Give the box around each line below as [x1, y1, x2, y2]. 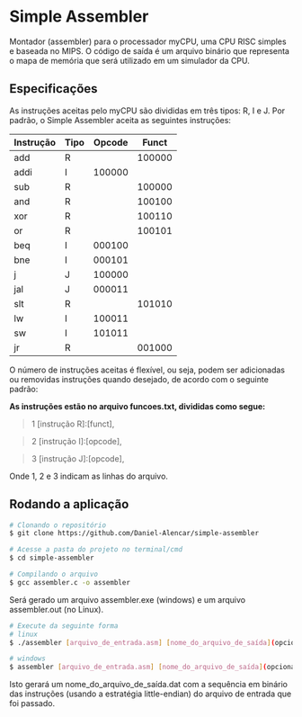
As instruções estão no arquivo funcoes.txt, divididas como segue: [9, 400, 266, 411]
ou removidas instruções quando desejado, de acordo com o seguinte [9, 373, 270, 384]
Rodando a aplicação [9, 497, 129, 512]
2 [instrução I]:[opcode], [31, 435, 123, 446]
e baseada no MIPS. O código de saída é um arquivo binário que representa [9, 45, 290, 56]
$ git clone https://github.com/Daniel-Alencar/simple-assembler [9, 529, 259, 538]
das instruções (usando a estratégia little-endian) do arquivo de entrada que [9, 688, 292, 699]
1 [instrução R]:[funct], [31, 418, 115, 429]
